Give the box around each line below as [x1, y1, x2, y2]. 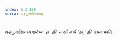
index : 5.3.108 [5, 7, 36, 12]
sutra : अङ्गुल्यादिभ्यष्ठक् [5, 12, 44, 16]
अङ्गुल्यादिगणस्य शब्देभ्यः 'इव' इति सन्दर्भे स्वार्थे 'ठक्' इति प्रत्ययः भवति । [5, 29, 116, 35]
